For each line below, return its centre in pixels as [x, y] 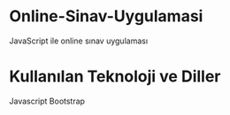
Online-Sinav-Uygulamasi [106, 16]
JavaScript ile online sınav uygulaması [79, 41]
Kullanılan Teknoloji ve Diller [115, 77]
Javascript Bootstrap [47, 101]
